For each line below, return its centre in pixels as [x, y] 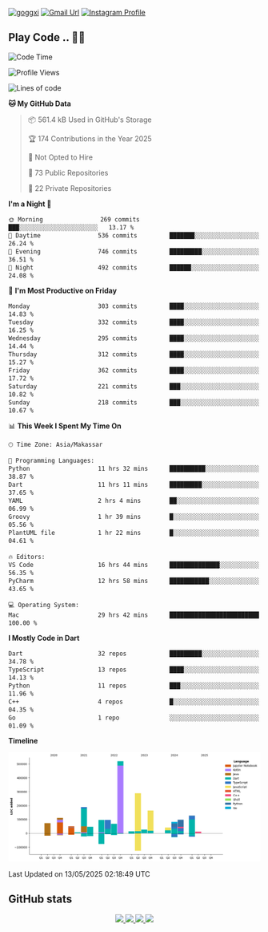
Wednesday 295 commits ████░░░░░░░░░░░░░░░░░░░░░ [134, 338]
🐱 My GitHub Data [40, 103]
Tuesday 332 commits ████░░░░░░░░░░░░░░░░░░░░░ [134, 322]
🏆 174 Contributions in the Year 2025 [90, 138]
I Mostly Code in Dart [44, 638]
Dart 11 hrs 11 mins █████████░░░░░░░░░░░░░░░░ [134, 484]
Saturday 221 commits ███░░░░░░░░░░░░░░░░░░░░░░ [134, 386]
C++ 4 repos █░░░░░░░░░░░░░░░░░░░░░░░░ [134, 702]
